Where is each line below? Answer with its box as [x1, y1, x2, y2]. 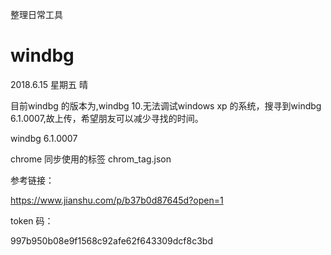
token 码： [10, 214, 54, 227]
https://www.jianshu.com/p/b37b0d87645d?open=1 [10, 194, 224, 206]
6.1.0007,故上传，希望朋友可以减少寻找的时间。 [10, 112, 204, 124]
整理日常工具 [10, 9, 63, 20]
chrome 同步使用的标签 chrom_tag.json [10, 153, 172, 165]
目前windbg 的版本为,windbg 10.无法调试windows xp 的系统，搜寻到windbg [10, 99, 322, 112]
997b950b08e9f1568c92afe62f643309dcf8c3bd [10, 234, 213, 247]
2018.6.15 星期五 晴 [10, 78, 88, 90]
